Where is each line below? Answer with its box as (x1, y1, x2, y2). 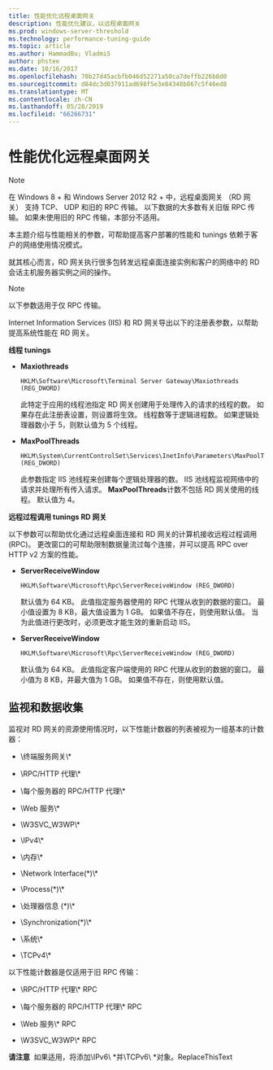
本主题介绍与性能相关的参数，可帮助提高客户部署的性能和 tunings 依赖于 (8, 229, 251, 239)
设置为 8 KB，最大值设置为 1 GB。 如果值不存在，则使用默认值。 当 (34, 607, 258, 617)
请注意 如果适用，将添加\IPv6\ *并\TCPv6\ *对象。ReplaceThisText (8, 1051, 233, 1062)
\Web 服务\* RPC (19, 1019, 76, 1029)
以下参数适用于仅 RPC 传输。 (8, 300, 106, 310)
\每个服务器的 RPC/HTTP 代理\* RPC (19, 1002, 142, 1011)
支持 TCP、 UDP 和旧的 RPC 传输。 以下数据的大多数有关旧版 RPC (24, 202, 246, 212)
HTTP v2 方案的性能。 (8, 549, 83, 559)
